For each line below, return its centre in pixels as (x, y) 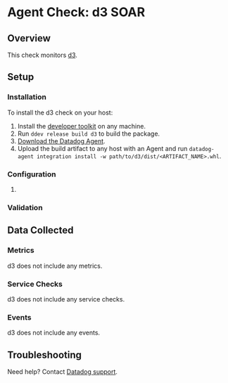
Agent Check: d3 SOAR (76, 12)
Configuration (32, 174)
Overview (29, 38)
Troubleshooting (45, 355)
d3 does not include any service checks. (66, 299)
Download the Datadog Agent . (61, 141)
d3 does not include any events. (54, 333)
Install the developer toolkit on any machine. (82, 126)
